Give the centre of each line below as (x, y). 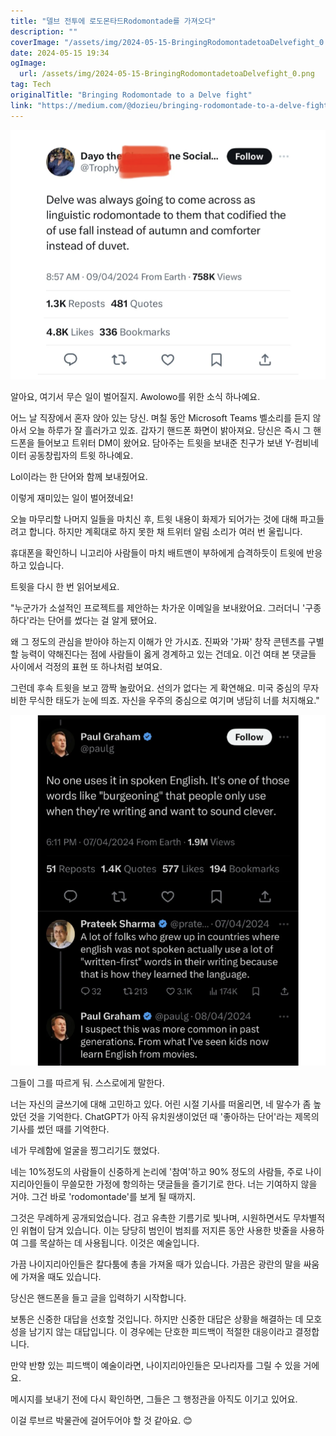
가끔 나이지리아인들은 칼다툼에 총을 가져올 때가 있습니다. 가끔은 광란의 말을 (156, 1264)
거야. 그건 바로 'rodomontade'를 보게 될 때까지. (103, 1197)
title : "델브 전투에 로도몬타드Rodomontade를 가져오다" (113, 21)
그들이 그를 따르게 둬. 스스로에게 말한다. (87, 1083)
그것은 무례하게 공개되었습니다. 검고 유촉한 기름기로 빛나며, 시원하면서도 (150, 1218)
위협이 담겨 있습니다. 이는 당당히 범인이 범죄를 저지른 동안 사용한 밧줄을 (159, 1231)
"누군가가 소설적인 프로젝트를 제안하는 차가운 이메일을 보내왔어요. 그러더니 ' (158, 608)
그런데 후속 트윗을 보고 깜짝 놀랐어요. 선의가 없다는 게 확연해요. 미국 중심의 (155, 688)
